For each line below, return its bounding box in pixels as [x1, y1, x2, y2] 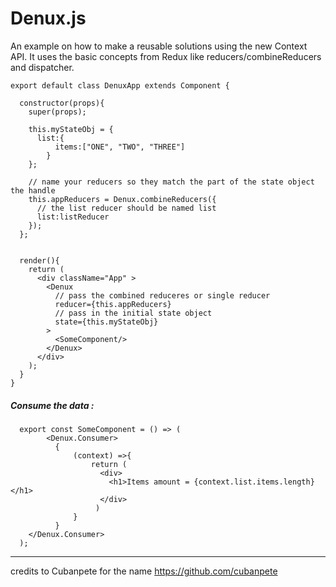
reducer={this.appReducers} [54, 299, 172, 309]
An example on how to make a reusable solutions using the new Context [10, 40, 308, 52]
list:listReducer [36, 212, 110, 222]
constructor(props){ [19, 98, 105, 108]
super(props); [28, 107, 87, 117]
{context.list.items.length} [193, 477, 315, 487]
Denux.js [10, 7, 87, 30]
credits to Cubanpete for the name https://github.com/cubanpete [10, 565, 278, 577]
